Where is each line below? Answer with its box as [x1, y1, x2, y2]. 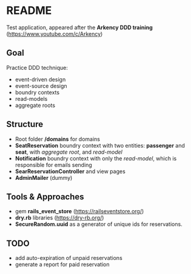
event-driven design [15, 75, 66, 83]
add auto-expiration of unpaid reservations [15, 255, 122, 262]
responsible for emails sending [15, 161, 92, 168]
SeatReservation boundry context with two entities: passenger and [15, 142, 185, 149]
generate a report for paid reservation [15, 261, 110, 268]
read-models [15, 95, 48, 102]
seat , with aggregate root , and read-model [15, 148, 123, 156]
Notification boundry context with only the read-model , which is [15, 154, 177, 162]
